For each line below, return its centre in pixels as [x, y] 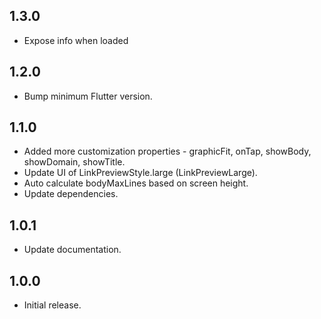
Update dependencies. [71, 194]
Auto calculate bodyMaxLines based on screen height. [136, 183]
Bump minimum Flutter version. [88, 96]
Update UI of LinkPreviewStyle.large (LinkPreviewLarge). [140, 173]
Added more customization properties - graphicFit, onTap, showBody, [167, 151]
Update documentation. [72, 250]
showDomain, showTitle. [74, 162]
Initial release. [52, 305]
